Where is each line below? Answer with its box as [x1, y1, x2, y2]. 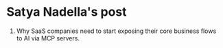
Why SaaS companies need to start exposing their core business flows [16, 27, 217, 35]
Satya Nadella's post [6, 4, 128, 20]
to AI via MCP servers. [16, 34, 80, 42]
